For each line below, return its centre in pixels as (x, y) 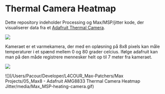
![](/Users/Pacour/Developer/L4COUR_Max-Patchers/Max (64, 76)
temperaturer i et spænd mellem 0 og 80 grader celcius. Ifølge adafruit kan (82, 51)
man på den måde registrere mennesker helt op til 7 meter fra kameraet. (79, 57)
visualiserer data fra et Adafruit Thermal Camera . (55, 27)
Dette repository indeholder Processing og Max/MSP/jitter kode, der (75, 22)
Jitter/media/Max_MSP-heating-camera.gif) (50, 86)
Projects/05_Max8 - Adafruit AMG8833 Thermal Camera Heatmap (73, 81)
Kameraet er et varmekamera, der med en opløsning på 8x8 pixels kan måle (82, 46)
